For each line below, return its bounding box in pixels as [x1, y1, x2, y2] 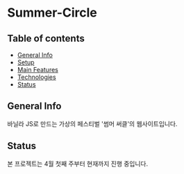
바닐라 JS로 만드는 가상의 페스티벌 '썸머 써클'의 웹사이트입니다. [7, 119, 178, 128]
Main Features [17, 66, 59, 73]
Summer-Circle [7, 5, 97, 21]
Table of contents [7, 33, 85, 44]
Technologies [17, 73, 57, 81]
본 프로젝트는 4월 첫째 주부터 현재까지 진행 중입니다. [7, 159, 148, 168]
